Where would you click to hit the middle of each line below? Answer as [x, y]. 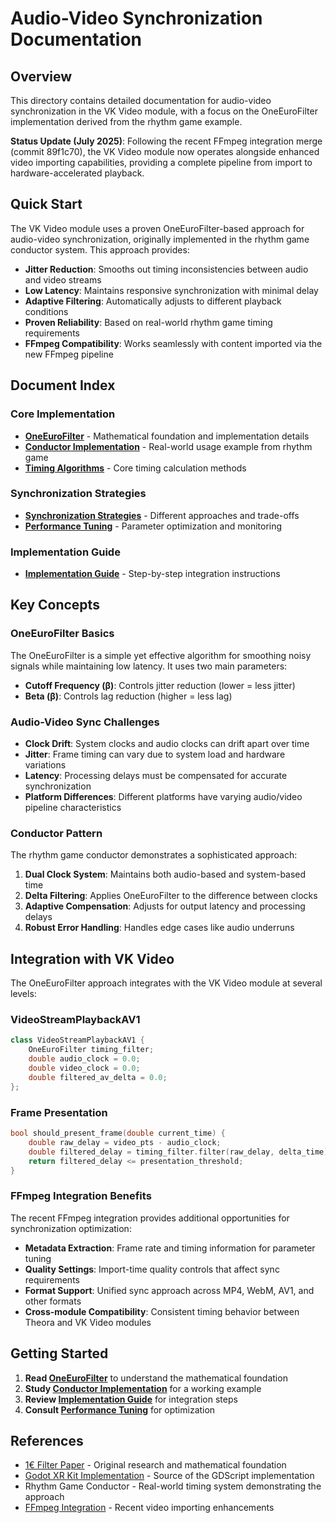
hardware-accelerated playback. [77, 173]
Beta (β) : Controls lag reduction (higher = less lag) [128, 696]
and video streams [63, 279]
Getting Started [59, 1353]
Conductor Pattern [56, 833]
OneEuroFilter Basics [62, 634]
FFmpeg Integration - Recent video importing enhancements [149, 1508]
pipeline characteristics [73, 808]
